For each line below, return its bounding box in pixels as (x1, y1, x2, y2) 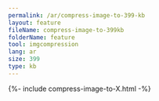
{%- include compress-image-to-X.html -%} (8, 84, 151, 93)
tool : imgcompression (8, 41, 79, 49)
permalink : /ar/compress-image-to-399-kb (8, 11, 146, 20)
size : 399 (8, 56, 41, 63)
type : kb (8, 63, 37, 70)
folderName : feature (8, 33, 76, 41)
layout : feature (8, 19, 61, 27)
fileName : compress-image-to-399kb (8, 26, 125, 34)
